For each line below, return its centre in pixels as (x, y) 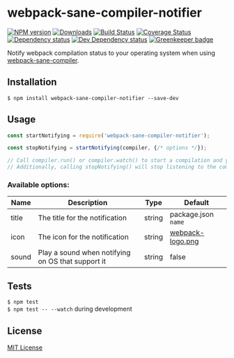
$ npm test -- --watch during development (70, 309)
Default (197, 203)
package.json (192, 215)
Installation (32, 82)
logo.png (184, 241)
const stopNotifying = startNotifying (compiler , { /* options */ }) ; (107, 148)
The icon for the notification (83, 237)
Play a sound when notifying (84, 253)
